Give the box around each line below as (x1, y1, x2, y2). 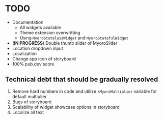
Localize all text (12, 109, 44, 115)
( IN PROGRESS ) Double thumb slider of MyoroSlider (12, 40, 118, 46)
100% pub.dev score (12, 61, 54, 67)
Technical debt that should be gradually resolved (5, 75, 158, 84)
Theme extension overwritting (19, 30, 81, 35)
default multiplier (12, 93, 47, 99)
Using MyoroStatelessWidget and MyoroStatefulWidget (19, 35, 129, 41)
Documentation (12, 19, 44, 25)
